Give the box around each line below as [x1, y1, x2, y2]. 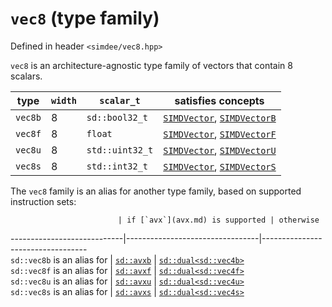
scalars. [10, 70, 43, 82]
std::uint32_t [86, 144, 154, 156]
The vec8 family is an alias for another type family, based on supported [10, 185, 302, 197]
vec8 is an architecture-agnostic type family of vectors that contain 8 [10, 59, 293, 71]
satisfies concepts [174, 93, 265, 107]
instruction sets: [10, 195, 77, 207]
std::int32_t [86, 160, 149, 172]
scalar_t [99, 95, 141, 106]
